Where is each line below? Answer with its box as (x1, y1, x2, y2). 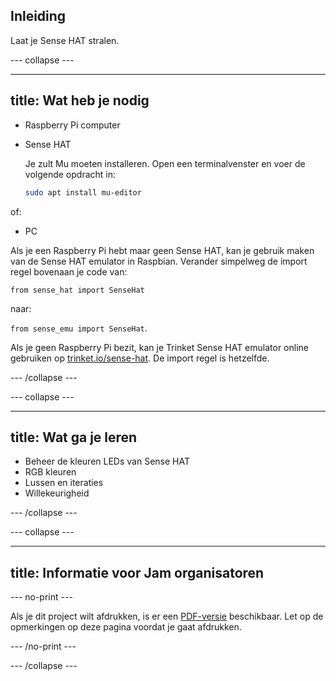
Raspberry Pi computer (24, 119, 121, 131)
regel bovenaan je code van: (10, 265, 128, 278)
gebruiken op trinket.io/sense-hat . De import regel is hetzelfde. (10, 352, 270, 364)
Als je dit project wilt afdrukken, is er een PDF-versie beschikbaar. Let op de (10, 610, 324, 623)
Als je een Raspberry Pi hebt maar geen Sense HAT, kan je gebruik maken (10, 244, 315, 256)
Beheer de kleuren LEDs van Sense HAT (24, 455, 190, 468)
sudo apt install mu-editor (24, 187, 142, 198)
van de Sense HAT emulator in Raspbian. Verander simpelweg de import (10, 255, 308, 267)
